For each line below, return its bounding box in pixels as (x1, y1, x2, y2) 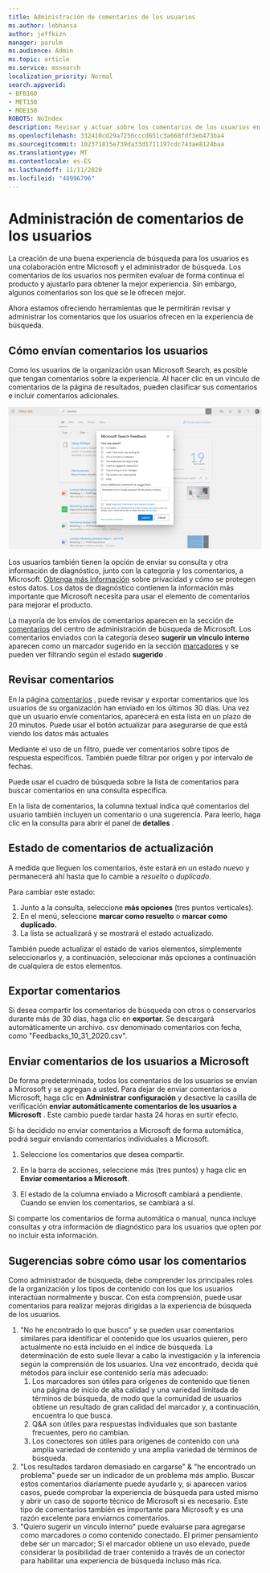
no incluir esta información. (8, 1231, 99, 1241)
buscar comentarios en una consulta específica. (8, 785, 168, 795)
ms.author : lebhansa (8, 21, 78, 30)
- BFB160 (8, 89, 38, 97)
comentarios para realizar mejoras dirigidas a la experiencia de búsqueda (8, 1301, 252, 1311)
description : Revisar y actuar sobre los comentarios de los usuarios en (8, 123, 261, 132)
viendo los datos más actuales (8, 728, 109, 738)
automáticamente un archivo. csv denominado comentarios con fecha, (8, 1023, 243, 1032)
